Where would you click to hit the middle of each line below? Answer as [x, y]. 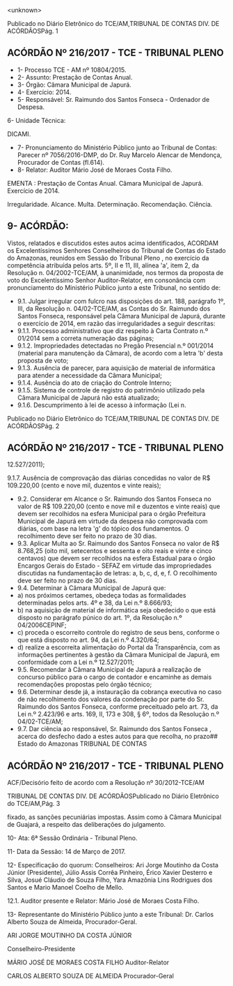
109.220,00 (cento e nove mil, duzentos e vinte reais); [84, 485]
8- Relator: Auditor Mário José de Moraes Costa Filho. [95, 170]
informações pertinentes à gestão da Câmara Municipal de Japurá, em [119, 655]
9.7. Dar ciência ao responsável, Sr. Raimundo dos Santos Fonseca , [114, 729]
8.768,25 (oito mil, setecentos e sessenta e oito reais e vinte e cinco [115, 551]
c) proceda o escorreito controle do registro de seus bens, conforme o [119, 633]
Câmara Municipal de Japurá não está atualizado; [88, 397]
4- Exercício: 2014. [44, 92]
